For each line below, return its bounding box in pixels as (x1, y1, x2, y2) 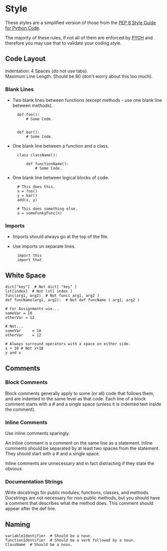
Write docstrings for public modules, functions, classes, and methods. (5, 490, 150, 496)
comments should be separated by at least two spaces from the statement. (5, 445, 160, 452)
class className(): (17, 153, 57, 158)
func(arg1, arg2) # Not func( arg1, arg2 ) (5, 293, 99, 299)
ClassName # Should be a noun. (5, 542, 72, 547)
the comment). (5, 406, 36, 412)
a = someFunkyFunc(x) (17, 211, 62, 216)
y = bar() (17, 193, 37, 198)
